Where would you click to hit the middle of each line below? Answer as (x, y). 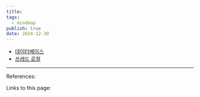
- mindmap (24, 23)
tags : (13, 17)
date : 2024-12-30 (28, 34)
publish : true (24, 28)
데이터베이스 (29, 52)
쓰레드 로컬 (28, 59)
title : (14, 12)
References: (21, 76)
